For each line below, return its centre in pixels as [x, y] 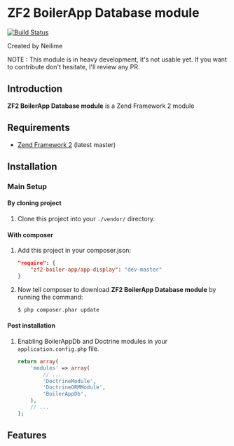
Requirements [39, 128]
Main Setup [27, 186]
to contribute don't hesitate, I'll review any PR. [74, 67]
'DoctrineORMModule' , [75, 388]
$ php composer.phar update [58, 309]
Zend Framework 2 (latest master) [67, 144]
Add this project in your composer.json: [74, 251]
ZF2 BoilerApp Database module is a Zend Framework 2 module [101, 106]
